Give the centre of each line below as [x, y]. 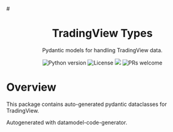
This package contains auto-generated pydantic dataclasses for [87, 104]
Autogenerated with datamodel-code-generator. [67, 122]
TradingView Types [102, 33]
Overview [31, 87]
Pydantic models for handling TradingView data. [102, 50]
